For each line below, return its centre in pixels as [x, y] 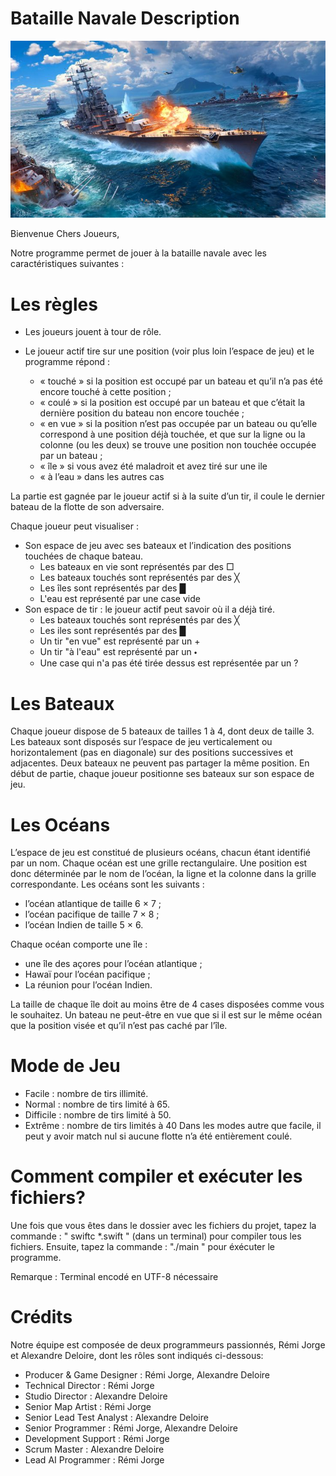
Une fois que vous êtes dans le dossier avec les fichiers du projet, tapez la [163, 1226]
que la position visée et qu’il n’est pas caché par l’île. [119, 1026]
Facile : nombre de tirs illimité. [86, 1094]
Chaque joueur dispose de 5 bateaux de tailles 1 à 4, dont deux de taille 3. [162, 731]
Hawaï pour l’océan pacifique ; [87, 974]
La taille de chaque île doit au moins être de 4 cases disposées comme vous [167, 1004]
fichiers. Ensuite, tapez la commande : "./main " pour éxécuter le [143, 1247]
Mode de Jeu [65, 1066]
